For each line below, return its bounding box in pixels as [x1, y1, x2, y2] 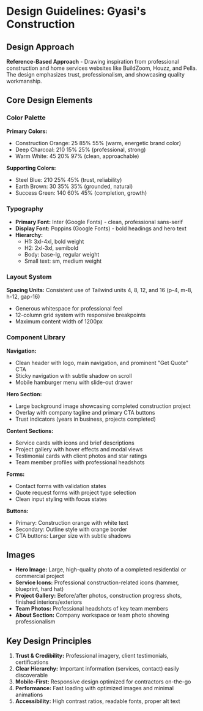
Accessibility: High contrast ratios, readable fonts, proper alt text [15, 698, 180, 705]
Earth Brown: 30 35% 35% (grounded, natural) [15, 182, 133, 190]
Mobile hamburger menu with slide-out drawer [15, 378, 133, 386]
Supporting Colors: [6, 164, 56, 171]
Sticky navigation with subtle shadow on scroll [15, 372, 133, 379]
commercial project [15, 573, 64, 580]
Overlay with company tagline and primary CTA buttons [15, 408, 155, 416]
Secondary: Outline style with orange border [15, 525, 127, 533]
